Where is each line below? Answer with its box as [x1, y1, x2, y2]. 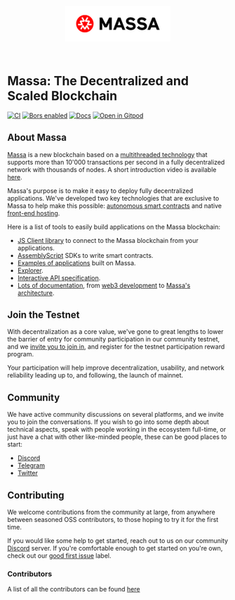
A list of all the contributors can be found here [7, 585, 140, 594]
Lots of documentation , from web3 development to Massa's [17, 281, 191, 289]
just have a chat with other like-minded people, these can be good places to [7, 432, 227, 442]
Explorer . [17, 266, 43, 275]
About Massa [7, 132, 67, 144]
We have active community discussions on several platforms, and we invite [7, 411, 224, 419]
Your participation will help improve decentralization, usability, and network [7, 363, 224, 372]
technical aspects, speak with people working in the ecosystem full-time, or [7, 425, 227, 434]
